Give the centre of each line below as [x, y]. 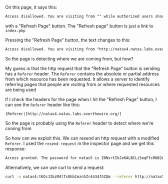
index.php [15, 30]
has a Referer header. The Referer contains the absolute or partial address [82, 73]
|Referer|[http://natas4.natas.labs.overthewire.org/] [63, 114]
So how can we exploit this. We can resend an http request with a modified [82, 138]
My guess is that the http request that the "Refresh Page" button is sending [82, 68]
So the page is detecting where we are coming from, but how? [69, 58]
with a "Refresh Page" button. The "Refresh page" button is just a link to [79, 26]
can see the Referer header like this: [43, 104]
